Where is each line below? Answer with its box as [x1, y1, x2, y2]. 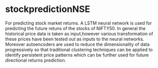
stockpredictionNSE [5, 3, 90, 15]
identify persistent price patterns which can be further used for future [5, 51, 149, 58]
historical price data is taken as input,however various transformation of [5, 30, 153, 36]
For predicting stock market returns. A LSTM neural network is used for [5, 20, 152, 26]
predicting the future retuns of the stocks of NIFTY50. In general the [5, 25, 146, 31]
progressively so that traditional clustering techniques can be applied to [5, 46, 153, 52]
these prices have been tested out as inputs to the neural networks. [5, 36, 144, 42]
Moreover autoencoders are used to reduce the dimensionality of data [5, 41, 150, 47]
